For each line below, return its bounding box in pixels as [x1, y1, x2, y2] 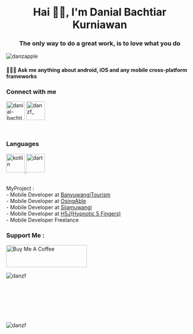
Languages [6, 140, 40, 148]
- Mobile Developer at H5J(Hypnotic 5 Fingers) [6, 210, 121, 217]
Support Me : [6, 231, 45, 239]
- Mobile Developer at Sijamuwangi [6, 204, 92, 211]
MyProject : [6, 185, 34, 192]
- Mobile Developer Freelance [6, 216, 79, 223]
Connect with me [6, 88, 56, 96]
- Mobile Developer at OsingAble [6, 197, 86, 204]
